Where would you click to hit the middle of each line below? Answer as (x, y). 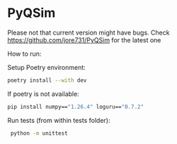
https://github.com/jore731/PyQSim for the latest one (84, 40)
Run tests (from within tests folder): (59, 120)
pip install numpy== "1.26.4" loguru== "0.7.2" (75, 107)
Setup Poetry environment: (47, 67)
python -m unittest (39, 133)
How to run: (24, 54)
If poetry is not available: (43, 94)
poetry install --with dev (47, 80)
